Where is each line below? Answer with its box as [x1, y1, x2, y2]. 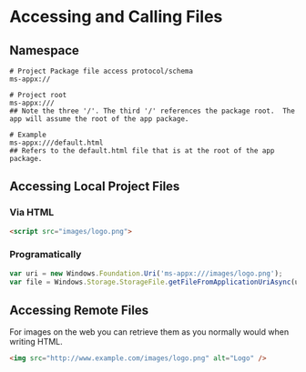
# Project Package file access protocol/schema [9, 66, 194, 75]
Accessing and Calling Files [9, 6, 223, 27]
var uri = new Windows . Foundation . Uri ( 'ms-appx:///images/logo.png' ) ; [9, 268, 283, 278]
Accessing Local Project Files [9, 179, 180, 195]
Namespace [9, 43, 80, 58]
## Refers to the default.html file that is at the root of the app [9, 146, 275, 156]
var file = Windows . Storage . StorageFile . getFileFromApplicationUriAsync [9, 277, 291, 287]
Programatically [9, 248, 82, 261]
